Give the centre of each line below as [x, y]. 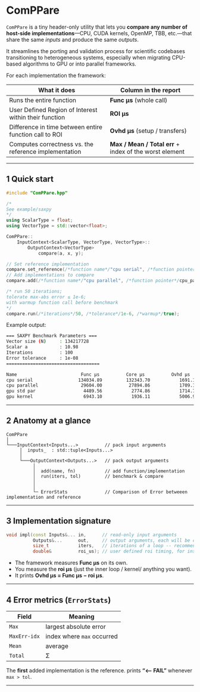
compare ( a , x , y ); [61, 253]
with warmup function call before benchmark [62, 302]
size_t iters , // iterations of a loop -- [102, 546]
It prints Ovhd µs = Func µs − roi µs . [59, 576]
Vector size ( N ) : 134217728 [48, 342]
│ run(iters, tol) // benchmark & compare [98, 476]
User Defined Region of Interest [53, 110]
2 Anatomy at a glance [49, 421]
